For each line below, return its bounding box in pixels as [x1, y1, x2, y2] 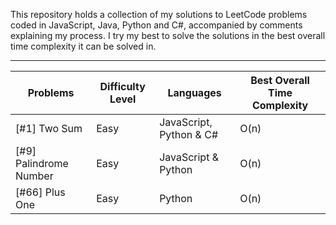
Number [15, 169, 54, 183]
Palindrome [15, 157, 69, 170]
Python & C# [159, 128, 219, 141]
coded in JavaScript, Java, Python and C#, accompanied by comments [10, 19, 303, 31]
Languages [167, 86, 222, 99]
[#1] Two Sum [15, 122, 83, 135]
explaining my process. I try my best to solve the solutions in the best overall [10, 30, 326, 41]
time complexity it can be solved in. [10, 40, 157, 52]
